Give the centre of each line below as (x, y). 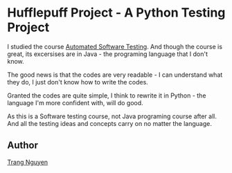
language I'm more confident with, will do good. (75, 102)
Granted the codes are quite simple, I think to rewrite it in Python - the (107, 95)
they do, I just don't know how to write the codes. (78, 82)
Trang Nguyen (28, 162)
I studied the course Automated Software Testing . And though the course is (115, 46)
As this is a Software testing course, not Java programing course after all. (112, 116)
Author (23, 146)
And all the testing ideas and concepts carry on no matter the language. (110, 123)
